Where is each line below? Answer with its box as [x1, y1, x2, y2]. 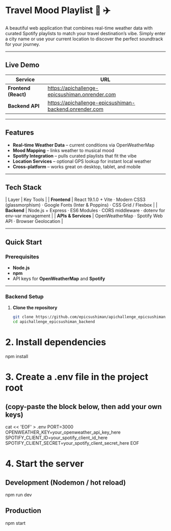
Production [5, 507, 42, 515]
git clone [12, 315, 34, 320]
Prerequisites [5, 253, 39, 260]
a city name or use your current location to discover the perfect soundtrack [5, 36, 163, 42]
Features [5, 129, 34, 137]
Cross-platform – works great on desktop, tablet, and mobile [12, 163, 141, 169]
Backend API [8, 102, 40, 109]
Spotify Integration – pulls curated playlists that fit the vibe [12, 153, 137, 159]
